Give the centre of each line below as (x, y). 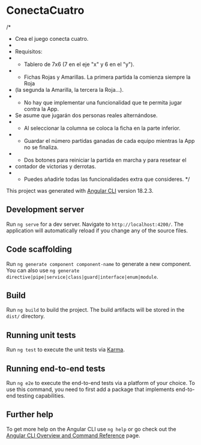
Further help (30, 415)
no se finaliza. (41, 147)
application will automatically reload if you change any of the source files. (97, 230)
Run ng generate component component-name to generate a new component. (99, 264)
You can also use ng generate (43, 270)
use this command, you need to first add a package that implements (90, 389)
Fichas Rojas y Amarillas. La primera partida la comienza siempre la (107, 77)
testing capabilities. (41, 396)
